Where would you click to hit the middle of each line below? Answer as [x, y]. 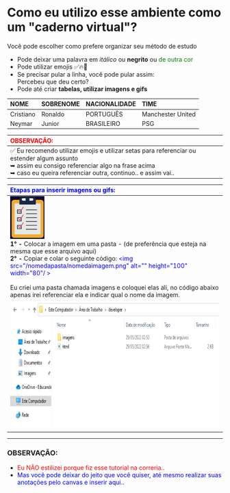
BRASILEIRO [103, 123]
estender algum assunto [44, 158]
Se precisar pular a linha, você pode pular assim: [86, 74]
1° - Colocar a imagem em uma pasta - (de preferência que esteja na [108, 244]
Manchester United [169, 114]
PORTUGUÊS [104, 114]
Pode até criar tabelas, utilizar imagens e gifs [82, 89]
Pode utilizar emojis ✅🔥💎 [52, 66]
